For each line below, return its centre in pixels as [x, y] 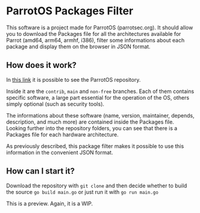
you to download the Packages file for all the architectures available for [94, 33]
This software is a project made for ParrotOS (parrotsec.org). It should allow [100, 27]
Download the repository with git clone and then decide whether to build [97, 186]
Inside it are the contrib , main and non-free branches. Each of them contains [100, 91]
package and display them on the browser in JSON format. [79, 47]
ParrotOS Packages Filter [70, 11]
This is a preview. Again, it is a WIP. [50, 203]
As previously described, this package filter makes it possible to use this [95, 146]
